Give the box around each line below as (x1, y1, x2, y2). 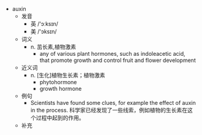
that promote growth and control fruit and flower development (39, 56, 196, 64)
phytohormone (39, 79, 77, 85)
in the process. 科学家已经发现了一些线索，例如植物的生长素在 (30, 107, 188, 114)
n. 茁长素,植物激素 (30, 43, 77, 50)
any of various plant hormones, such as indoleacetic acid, (39, 50, 185, 57)
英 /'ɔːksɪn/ (30, 20, 59, 27)
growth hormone (39, 85, 82, 92)
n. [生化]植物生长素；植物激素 (30, 72, 105, 79)
